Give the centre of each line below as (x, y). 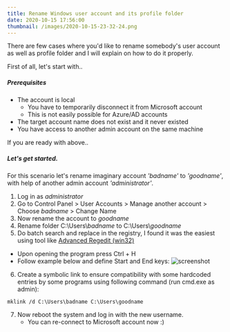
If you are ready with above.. (48, 143)
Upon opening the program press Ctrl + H (76, 254)
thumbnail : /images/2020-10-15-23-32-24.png (72, 26)
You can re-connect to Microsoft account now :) (96, 322)
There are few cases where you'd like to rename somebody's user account (114, 46)
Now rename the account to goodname (73, 219)
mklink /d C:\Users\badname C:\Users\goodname (75, 302)
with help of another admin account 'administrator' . (80, 183)
